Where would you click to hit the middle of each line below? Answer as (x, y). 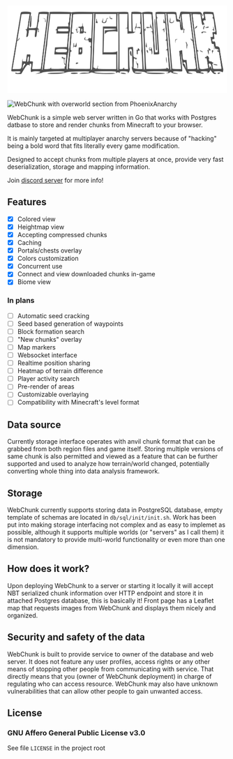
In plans (21, 301)
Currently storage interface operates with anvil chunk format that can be (111, 442)
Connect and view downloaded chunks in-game (86, 274)
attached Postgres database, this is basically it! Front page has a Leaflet (111, 600)
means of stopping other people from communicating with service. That (111, 669)
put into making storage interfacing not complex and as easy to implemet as (116, 525)
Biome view (34, 282)
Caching (29, 242)
